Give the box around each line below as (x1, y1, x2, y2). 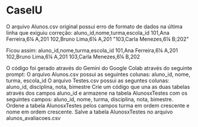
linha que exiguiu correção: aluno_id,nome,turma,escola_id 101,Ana (6, 29, 170, 36)
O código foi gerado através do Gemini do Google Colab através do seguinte (6, 64, 193, 71)
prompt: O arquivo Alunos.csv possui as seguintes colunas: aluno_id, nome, (6, 71, 190, 78)
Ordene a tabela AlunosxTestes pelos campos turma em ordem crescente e (6, 102, 190, 109)
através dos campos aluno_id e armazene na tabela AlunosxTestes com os (6, 89, 188, 96)
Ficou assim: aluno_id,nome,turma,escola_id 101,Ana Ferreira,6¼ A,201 (6, 46, 178, 54)
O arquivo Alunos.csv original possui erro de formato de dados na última (6, 23, 183, 30)
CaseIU (6, 4, 43, 17)
